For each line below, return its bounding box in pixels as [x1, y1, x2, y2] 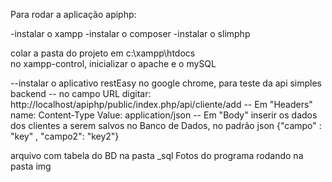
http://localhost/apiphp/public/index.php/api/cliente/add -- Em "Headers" [10, 99, 313, 110]
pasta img [10, 160, 52, 172]
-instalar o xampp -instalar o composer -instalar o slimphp [10, 28, 251, 39]
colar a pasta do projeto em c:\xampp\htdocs [10, 47, 196, 59]
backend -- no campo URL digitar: [10, 88, 152, 99]
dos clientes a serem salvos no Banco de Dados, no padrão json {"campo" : [10, 120, 322, 131]
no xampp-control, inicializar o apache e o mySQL [10, 58, 217, 69]
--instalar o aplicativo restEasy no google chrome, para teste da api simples [10, 77, 323, 89]
